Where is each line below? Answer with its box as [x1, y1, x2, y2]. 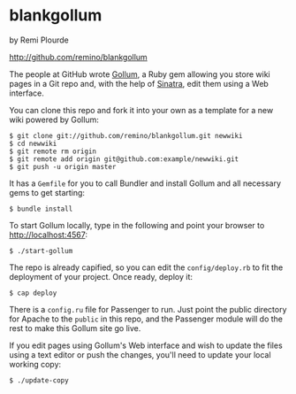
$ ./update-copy [9, 375, 69, 385]
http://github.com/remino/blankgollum [9, 51, 148, 62]
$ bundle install [9, 205, 73, 213]
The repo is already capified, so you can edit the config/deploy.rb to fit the [9, 262, 284, 273]
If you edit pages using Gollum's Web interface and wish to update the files [9, 340, 283, 351]
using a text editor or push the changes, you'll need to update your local [9, 349, 271, 359]
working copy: [9, 359, 62, 369]
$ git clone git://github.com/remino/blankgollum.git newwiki [9, 131, 243, 140]
